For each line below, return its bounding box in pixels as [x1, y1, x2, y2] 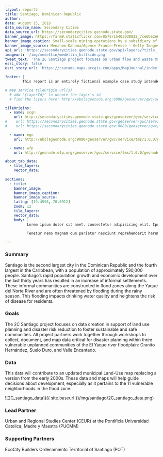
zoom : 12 [14, 204, 32, 209]
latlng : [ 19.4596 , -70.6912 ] [14, 199, 70, 204]
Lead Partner [5, 407, 36, 414]
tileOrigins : [5, 105, 32, 111]
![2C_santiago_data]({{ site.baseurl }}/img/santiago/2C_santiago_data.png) [5, 395, 154, 401]
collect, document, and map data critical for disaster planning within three [5, 337, 153, 343]
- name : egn [9, 132, 34, 137]
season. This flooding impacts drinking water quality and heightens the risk [5, 293, 155, 299]
